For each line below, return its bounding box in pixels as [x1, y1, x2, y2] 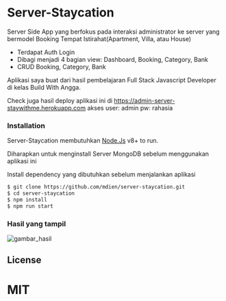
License [7, 254, 42, 266]
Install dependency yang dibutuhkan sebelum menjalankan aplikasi [7, 170, 197, 179]
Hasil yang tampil [7, 219, 66, 228]
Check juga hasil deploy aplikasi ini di [7, 96, 113, 104]
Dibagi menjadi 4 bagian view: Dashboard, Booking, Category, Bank [16, 55, 209, 63]
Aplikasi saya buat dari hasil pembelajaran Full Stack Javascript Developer [7, 75, 217, 84]
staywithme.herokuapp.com [7, 104, 86, 112]
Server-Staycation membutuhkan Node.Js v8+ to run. [7, 136, 159, 145]
